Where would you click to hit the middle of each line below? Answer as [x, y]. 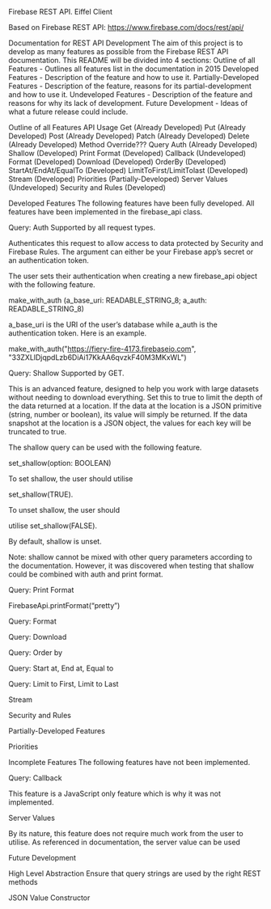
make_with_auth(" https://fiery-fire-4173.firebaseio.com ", [102, 349]
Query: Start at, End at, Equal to [61, 668]
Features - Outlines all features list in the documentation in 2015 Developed [133, 69]
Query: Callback [35, 778]
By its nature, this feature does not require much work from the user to [126, 833]
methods [23, 882]
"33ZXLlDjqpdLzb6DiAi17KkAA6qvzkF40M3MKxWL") [98, 357]
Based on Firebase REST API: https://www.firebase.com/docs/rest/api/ [126, 27]
